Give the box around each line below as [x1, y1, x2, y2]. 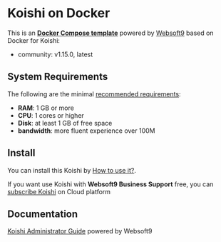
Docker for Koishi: [7, 36, 61, 44]
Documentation [7, 208, 78, 220]
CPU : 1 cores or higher [17, 111, 84, 119]
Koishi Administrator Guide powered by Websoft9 [7, 227, 153, 236]
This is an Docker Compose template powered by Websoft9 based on [7, 29, 214, 37]
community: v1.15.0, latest [17, 50, 93, 59]
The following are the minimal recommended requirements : [7, 89, 181, 98]
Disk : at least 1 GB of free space [17, 119, 113, 127]
